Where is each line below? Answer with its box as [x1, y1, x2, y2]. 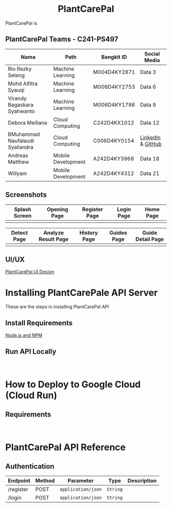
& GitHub [140, 140, 162, 147]
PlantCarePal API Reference [5, 442, 126, 453]
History [79, 229, 98, 236]
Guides [109, 229, 127, 236]
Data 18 [140, 155, 160, 162]
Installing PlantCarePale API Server [5, 287, 158, 298]
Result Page [38, 236, 69, 243]
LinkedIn [140, 134, 161, 141]
